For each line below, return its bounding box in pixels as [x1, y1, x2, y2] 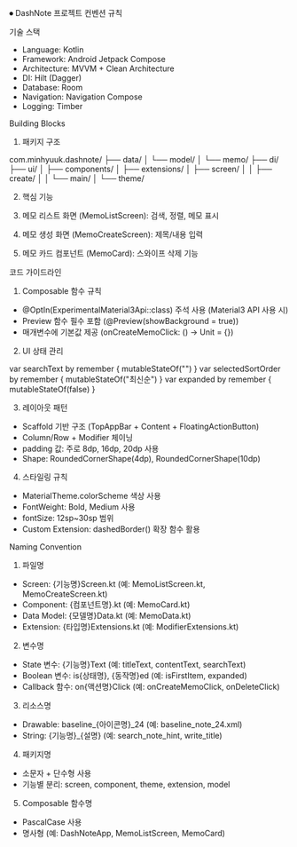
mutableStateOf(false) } [9, 384, 96, 394]
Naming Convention [9, 542, 82, 552]
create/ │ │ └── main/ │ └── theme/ [9, 173, 145, 184]
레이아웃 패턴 [21, 402, 68, 413]
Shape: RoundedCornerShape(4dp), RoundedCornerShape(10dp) [21, 454, 262, 463]
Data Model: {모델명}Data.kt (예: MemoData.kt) [21, 611, 191, 621]
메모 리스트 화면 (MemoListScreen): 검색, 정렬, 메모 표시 [21, 210, 220, 220]
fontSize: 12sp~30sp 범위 [21, 513, 114, 523]
